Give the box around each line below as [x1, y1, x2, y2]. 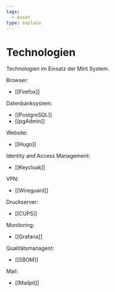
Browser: [6, 77, 29, 84]
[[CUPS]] [14, 210, 38, 218]
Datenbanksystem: [6, 100, 52, 107]
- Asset [11, 14, 31, 20]
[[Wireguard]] [14, 187, 49, 194]
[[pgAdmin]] [14, 117, 45, 125]
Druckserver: [6, 198, 39, 206]
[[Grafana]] [14, 233, 43, 240]
